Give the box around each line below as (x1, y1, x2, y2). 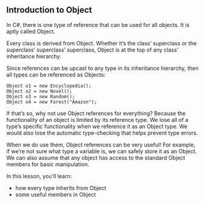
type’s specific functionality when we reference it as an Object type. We (6, 123, 188, 130)
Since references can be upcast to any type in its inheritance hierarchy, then (6, 64, 199, 72)
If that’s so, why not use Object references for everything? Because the (6, 110, 186, 117)
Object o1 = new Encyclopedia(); (6, 83, 92, 89)
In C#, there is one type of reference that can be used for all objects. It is (6, 21, 190, 28)
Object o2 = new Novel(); (6, 88, 72, 94)
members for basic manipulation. (6, 161, 90, 168)
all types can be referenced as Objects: (6, 70, 106, 78)
